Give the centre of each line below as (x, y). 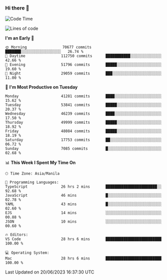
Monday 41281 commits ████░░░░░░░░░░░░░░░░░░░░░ (83, 96)
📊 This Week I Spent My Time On (40, 163)
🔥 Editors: (17, 235)
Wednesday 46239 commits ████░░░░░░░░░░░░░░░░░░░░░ (83, 114)
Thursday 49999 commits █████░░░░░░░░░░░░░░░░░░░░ (83, 123)
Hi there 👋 (17, 8)
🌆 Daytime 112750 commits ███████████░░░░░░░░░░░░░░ (83, 56)
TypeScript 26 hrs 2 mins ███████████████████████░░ (83, 187)
